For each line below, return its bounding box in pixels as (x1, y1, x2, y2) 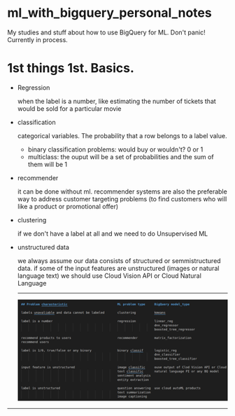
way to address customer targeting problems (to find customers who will (17, 194, 227, 203)
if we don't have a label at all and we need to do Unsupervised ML (17, 229, 208, 238)
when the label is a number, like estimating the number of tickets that (17, 97, 217, 105)
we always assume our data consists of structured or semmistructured (17, 256, 222, 264)
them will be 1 (27, 160, 68, 168)
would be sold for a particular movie (17, 104, 122, 113)
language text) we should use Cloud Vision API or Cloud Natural (17, 271, 201, 280)
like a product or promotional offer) (17, 202, 119, 210)
